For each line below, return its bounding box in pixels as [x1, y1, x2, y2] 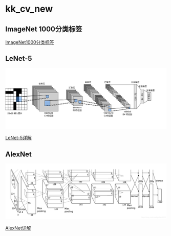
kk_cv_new [5, 3, 53, 15]
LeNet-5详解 [5, 135, 32, 141]
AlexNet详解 [5, 225, 31, 231]
